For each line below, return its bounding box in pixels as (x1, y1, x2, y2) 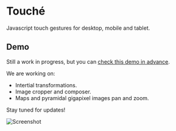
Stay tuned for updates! (6, 106, 66, 113)
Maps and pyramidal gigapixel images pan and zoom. (15, 94, 149, 101)
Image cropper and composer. (15, 88, 91, 95)
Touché (6, 4, 46, 18)
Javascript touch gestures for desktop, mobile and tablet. (6, 24, 150, 32)
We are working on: (6, 70, 55, 77)
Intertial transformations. (15, 81, 77, 89)
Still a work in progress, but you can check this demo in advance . (6, 58, 171, 65)
